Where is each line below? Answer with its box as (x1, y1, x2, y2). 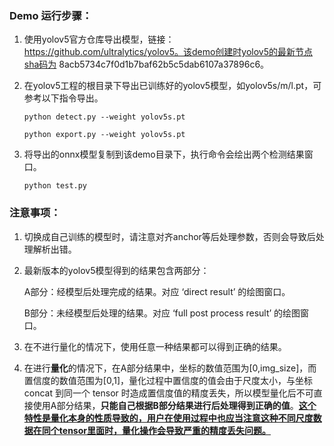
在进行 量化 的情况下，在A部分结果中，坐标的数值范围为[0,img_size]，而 (23, 362, 317, 374)
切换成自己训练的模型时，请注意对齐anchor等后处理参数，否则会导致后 (23, 230, 316, 242)
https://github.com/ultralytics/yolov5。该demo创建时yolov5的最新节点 (23, 46, 314, 58)
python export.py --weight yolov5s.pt (23, 130, 186, 140)
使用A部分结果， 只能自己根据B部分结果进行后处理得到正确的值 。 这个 (32, 399, 317, 411)
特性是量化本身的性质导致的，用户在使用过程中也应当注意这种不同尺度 (23, 412, 314, 424)
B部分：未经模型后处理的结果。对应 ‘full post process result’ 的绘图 (23, 307, 301, 319)
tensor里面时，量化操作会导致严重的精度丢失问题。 (58, 424, 271, 436)
